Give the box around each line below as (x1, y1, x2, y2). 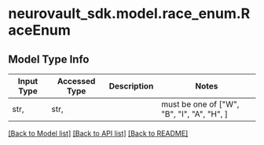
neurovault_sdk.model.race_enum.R (8, 5, 251, 23)
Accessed (57, 76, 96, 86)
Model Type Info (8, 53, 90, 66)
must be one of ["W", (160, 99, 240, 110)
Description (108, 81, 154, 91)
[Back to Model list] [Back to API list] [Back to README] (8, 129, 189, 138)
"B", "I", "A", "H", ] (160, 109, 229, 119)
